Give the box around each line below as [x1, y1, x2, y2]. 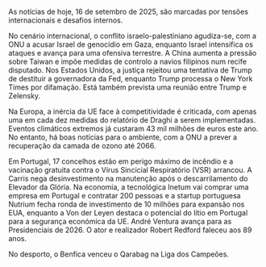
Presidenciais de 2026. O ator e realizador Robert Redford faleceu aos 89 [8, 225, 252, 235]
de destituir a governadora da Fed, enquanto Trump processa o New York [8, 74, 253, 83]
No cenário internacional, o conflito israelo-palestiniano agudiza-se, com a [8, 31, 256, 40]
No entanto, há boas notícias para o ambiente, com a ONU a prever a [8, 132, 238, 142]
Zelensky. [8, 91, 41, 100]
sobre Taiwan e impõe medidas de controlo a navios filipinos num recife [8, 56, 247, 66]
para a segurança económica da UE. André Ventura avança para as [8, 217, 232, 226]
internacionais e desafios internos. [8, 15, 123, 25]
